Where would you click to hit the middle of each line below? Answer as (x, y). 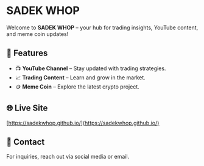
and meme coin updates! (37, 34)
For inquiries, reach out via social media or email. (68, 157)
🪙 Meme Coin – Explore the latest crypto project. (77, 87)
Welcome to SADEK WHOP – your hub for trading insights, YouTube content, (102, 27)
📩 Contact (26, 142)
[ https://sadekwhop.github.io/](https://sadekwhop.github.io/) (83, 123)
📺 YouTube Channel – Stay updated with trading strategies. (90, 68)
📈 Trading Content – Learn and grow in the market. (80, 78)
